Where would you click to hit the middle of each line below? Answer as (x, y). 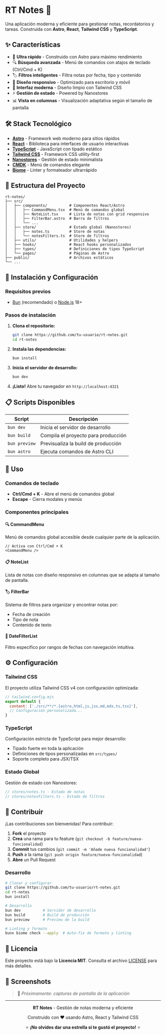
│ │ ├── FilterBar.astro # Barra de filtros (57, 219)
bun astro (19, 451)
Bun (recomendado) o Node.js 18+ (47, 302)
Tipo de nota (25, 620)
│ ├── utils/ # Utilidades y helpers (62, 240)
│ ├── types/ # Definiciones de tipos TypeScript (75, 249)
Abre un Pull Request (34, 860)
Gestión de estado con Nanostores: (41, 783)
